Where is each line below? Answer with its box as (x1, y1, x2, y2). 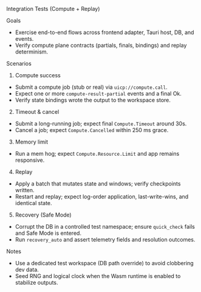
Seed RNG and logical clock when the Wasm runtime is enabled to (15, 273, 181, 279)
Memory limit (15, 138, 49, 145)
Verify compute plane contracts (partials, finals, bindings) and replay (15, 42, 187, 49)
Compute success (15, 72, 61, 78)
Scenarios (6, 60, 32, 67)
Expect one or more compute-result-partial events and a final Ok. (15, 90, 182, 97)
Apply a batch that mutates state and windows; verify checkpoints (15, 180, 181, 187)
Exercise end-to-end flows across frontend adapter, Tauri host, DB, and (15, 29, 194, 36)
